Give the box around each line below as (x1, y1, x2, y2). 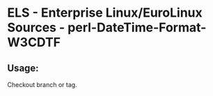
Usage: (7, 62, 40, 74)
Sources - (7, 19, 65, 35)
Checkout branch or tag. (7, 81, 78, 88)
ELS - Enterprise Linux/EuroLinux (7, 5, 203, 21)
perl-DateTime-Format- (67, 19, 207, 35)
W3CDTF (7, 35, 61, 50)
